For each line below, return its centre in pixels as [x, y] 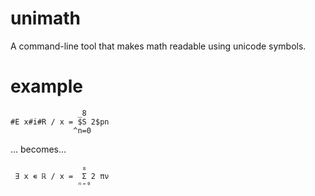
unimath [46, 18]
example [47, 86]
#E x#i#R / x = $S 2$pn [60, 122]
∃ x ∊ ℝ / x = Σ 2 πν [62, 176]
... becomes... [38, 149]
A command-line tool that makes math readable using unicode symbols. [158, 46]
